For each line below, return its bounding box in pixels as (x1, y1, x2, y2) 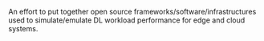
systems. (8, 24, 39, 33)
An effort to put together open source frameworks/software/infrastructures (8, 7, 257, 16)
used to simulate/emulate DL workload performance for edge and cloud (8, 15, 246, 25)
